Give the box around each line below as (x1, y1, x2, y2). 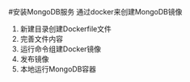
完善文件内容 (19, 35, 63, 43)
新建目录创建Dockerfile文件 (19, 24, 112, 34)
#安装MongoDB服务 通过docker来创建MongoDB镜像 (8, 7, 183, 16)
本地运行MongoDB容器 (19, 64, 97, 74)
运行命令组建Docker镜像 (19, 44, 102, 54)
